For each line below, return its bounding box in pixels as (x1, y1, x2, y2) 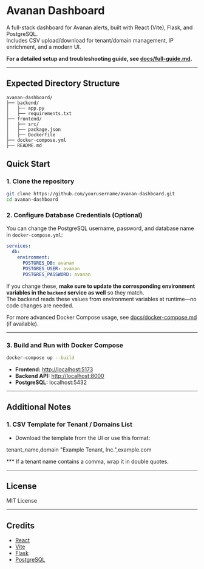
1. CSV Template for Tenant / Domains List (6, 421, 132, 429)
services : (6, 243, 32, 250)
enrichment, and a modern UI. (6, 43, 81, 51)
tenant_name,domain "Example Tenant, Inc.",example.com (6, 445, 152, 453)
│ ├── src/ (6, 121, 39, 127)
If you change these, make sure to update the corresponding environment (6, 282, 195, 290)
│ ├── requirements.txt (6, 110, 72, 116)
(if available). (6, 320, 39, 327)
